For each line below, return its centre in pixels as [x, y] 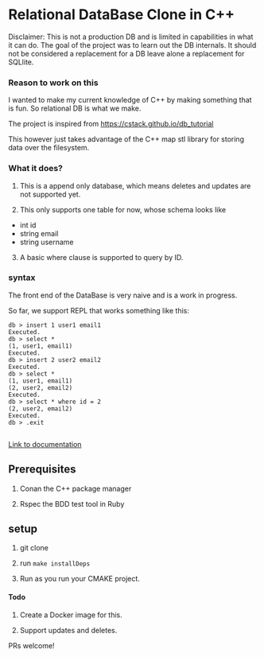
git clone [34, 548]
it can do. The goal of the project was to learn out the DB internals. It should [132, 45]
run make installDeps [55, 563]
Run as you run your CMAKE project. [80, 579]
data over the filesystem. [49, 148]
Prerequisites [42, 470]
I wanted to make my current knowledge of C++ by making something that [130, 100]
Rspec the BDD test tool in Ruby [72, 503]
